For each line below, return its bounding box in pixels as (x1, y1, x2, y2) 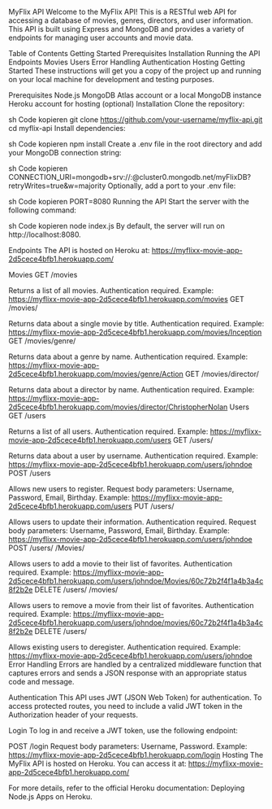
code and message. (8, 677, 75, 686)
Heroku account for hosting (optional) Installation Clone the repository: (8, 99, 245, 108)
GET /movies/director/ (185, 370, 260, 378)
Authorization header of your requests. (8, 710, 138, 719)
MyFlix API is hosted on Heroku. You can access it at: (8, 759, 187, 768)
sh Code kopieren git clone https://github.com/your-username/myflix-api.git (8, 115, 263, 125)
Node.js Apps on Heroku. (8, 792, 93, 801)
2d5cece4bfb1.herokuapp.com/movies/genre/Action (8, 370, 184, 378)
